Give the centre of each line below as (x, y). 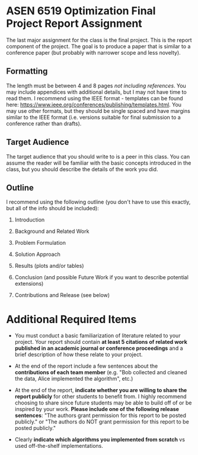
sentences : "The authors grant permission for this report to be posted (100, 415)
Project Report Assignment (74, 23)
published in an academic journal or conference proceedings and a (99, 348)
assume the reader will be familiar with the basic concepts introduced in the (99, 163)
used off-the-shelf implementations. (59, 446)
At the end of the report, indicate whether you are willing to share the (101, 390)
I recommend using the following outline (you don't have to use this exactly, (98, 202)
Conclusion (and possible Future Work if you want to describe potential (101, 277)
